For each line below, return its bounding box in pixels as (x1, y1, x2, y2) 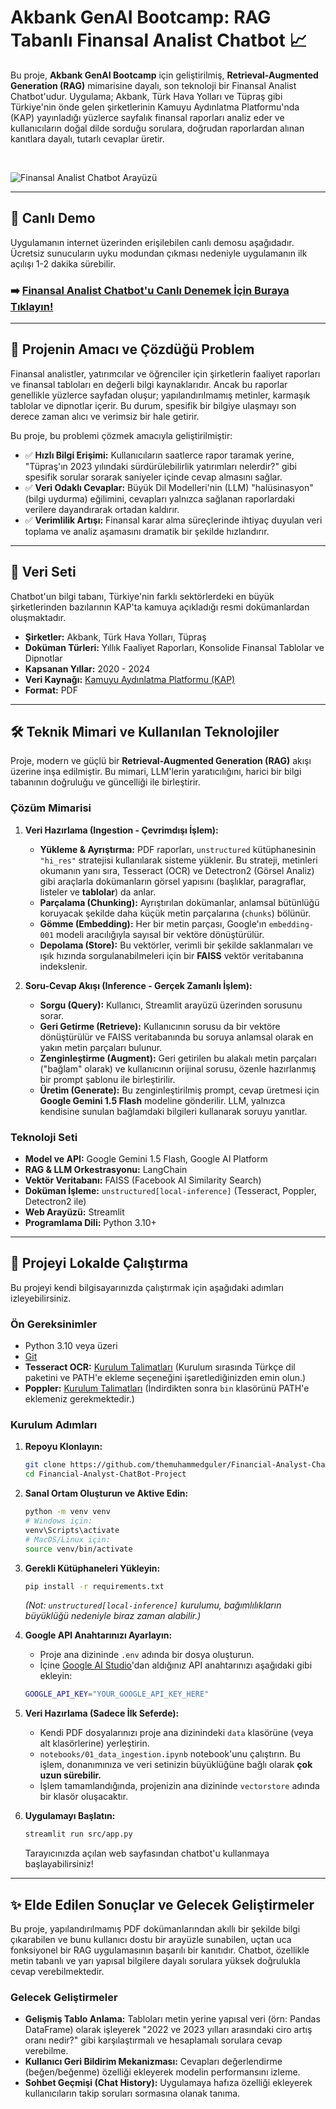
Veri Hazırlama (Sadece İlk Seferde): (24, 1707, 180, 1720)
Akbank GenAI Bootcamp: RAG (10, 6, 272, 29)
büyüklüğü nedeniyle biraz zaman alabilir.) (24, 1610, 202, 1622)
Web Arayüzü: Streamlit (24, 1206, 125, 1218)
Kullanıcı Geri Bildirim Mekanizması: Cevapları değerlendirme (24, 2056, 283, 2068)
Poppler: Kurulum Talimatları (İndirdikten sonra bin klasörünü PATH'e (24, 1382, 310, 1395)
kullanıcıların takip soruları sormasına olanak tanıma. (24, 2087, 241, 2100)
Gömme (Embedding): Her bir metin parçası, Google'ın (39, 917, 267, 930)
